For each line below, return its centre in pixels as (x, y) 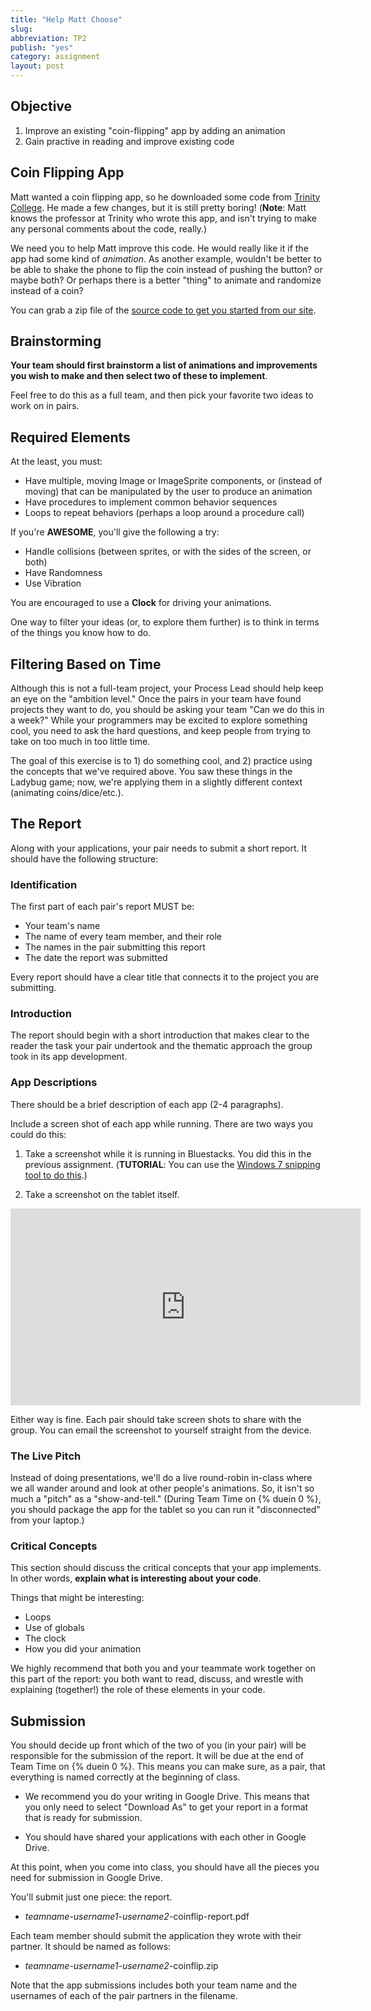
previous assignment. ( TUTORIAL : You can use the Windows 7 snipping (172, 1164)
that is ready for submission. (83, 1818)
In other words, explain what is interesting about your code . (136, 1578)
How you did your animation (83, 1649)
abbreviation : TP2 (48, 38)
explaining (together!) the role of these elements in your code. (138, 1690)
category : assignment (55, 57)
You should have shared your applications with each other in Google (165, 1837)
